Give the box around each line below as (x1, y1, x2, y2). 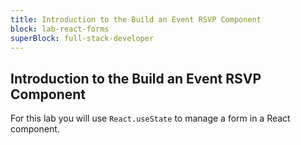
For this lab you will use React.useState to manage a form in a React (10, 112, 291, 125)
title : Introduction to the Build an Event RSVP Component (10, 14, 262, 25)
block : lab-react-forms (10, 24, 110, 34)
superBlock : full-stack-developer (10, 33, 155, 43)
